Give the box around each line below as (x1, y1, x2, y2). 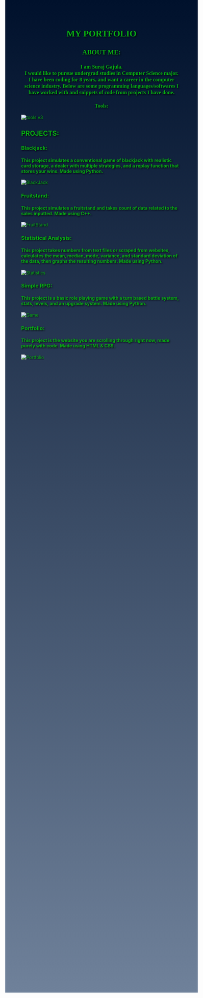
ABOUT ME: (82, 48, 121, 56)
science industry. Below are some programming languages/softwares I (24, 82, 179, 89)
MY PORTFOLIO (66, 28, 137, 39)
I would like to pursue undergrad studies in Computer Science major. (24, 70, 179, 76)
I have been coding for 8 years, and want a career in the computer (28, 76, 175, 83)
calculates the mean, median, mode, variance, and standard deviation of (21, 253, 178, 259)
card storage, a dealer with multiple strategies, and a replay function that (21, 162, 179, 169)
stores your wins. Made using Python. (21, 168, 104, 174)
